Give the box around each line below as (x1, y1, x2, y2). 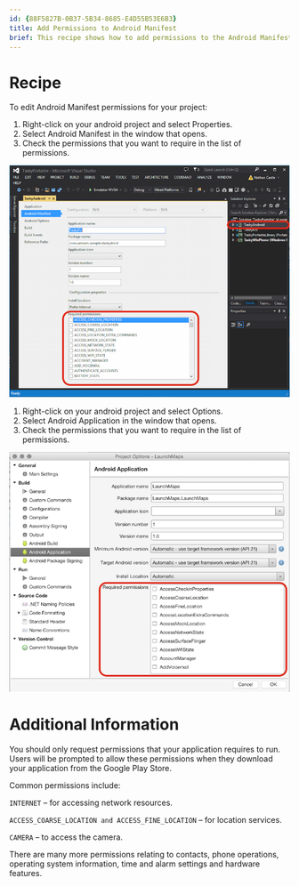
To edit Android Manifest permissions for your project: (9, 102, 207, 113)
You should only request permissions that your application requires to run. (9, 744, 281, 755)
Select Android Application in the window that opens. (21, 415, 217, 426)
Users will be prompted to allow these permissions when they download (9, 753, 273, 764)
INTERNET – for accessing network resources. (9, 797, 174, 809)
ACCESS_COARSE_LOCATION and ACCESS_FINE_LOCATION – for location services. (9, 815, 282, 826)
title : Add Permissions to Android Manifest (9, 23, 177, 33)
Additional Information (9, 714, 180, 735)
